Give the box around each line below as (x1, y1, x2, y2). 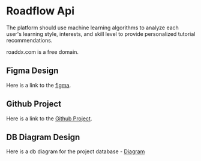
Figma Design (6, 66, 59, 76)
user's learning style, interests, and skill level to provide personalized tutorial (6, 30, 196, 37)
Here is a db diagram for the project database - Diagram (6, 148, 145, 155)
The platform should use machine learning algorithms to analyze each (6, 24, 179, 31)
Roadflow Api (6, 4, 75, 18)
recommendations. (6, 37, 53, 44)
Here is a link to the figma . (6, 81, 71, 89)
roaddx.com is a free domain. (6, 48, 79, 55)
